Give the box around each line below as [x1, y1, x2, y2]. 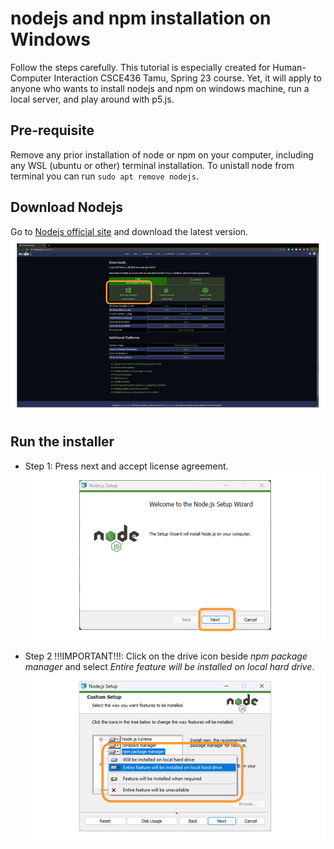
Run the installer [10, 433, 115, 451]
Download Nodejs [10, 199, 123, 216]
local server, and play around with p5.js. [10, 93, 175, 105]
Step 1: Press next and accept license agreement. [24, 460, 229, 472]
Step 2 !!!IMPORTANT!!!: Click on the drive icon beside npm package [24, 650, 308, 662]
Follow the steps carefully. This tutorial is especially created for [10, 61, 271, 73]
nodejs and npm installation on [10, 7, 272, 30]
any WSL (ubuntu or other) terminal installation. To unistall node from [10, 159, 295, 171]
